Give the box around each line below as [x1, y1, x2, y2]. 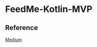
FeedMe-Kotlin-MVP [5, 3, 93, 15]
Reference [5, 23, 38, 32]
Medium [5, 36, 22, 42]
